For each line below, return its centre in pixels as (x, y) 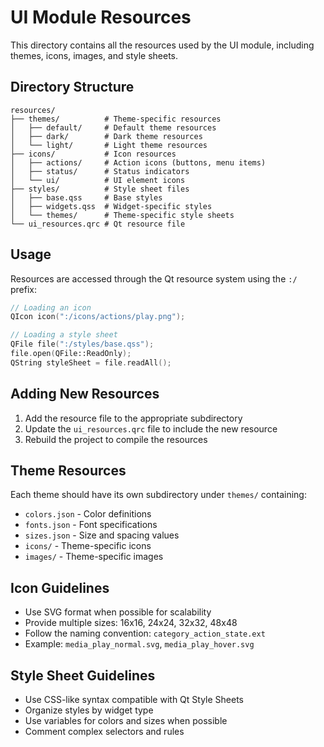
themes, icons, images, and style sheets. (94, 55)
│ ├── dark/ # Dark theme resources (106, 136)
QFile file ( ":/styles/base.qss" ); (82, 344)
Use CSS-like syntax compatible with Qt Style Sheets (134, 700)
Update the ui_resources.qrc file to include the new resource (151, 428)
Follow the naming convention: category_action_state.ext (145, 633)
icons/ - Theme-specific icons (88, 546)
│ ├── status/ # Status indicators (100, 171)
